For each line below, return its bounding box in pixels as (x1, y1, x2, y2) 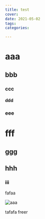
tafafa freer (5, 209, 28, 215)
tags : (5, 21, 16, 26)
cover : (5, 12, 19, 17)
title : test (5, 7, 29, 12)
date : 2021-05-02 (5, 16, 41, 21)
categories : (5, 26, 29, 31)
